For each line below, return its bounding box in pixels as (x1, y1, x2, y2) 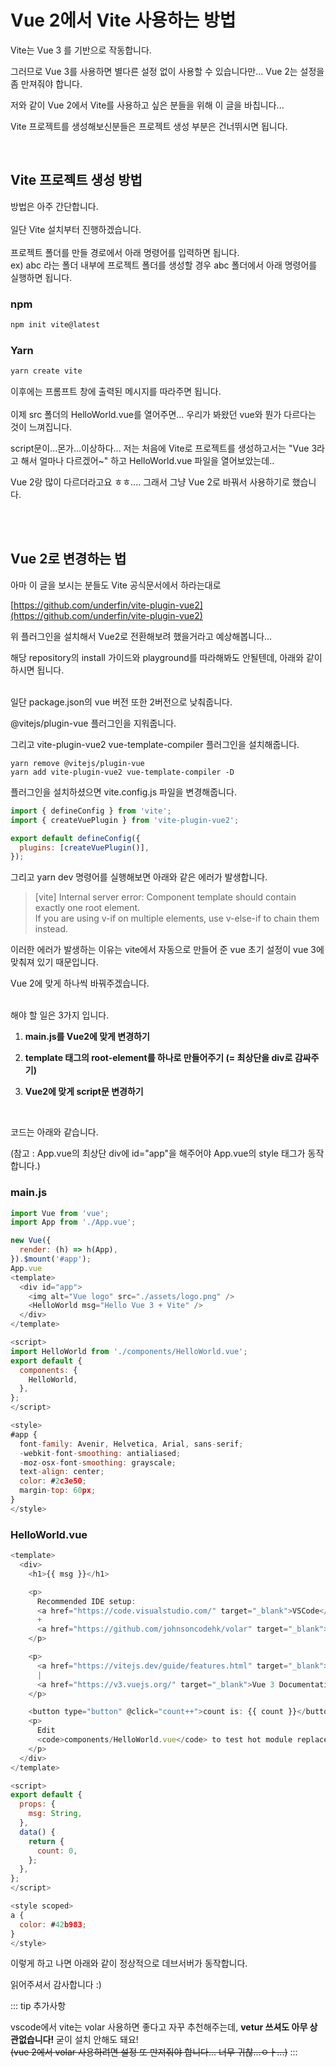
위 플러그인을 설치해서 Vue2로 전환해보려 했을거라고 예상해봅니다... (10, 630, 273, 642)
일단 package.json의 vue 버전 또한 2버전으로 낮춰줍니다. (10, 696, 233, 708)
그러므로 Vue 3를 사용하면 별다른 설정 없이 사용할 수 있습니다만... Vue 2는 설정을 (10, 65, 325, 77)
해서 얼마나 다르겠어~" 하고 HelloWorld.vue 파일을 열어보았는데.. (20, 455, 275, 467)
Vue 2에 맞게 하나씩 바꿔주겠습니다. (10, 977, 150, 990)
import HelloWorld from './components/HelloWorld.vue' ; (10, 1346, 248, 1356)
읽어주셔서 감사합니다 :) (10, 1979, 102, 1991)
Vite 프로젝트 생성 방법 (10, 172, 143, 189)
